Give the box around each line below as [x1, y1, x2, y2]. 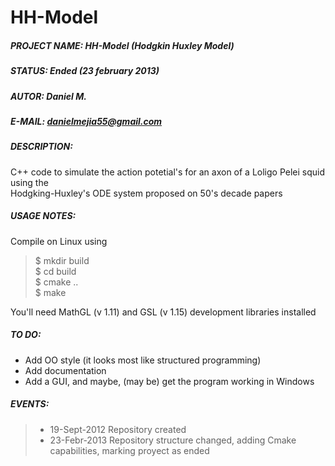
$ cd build [34, 265, 77, 277]
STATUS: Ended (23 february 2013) [10, 65, 160, 77]
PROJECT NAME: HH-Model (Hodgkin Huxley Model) [10, 39, 235, 51]
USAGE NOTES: [10, 210, 77, 222]
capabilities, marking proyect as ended [49, 444, 210, 456]
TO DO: [10, 329, 42, 341]
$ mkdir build [34, 254, 90, 266]
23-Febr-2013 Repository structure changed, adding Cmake [49, 434, 297, 446]
